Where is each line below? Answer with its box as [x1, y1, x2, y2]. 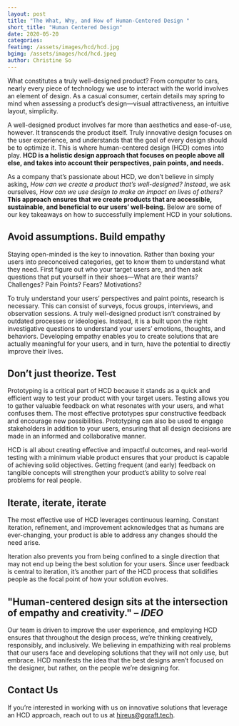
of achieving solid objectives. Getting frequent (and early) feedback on [7, 461, 216, 469]
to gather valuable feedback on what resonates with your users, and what [7, 402, 224, 410]
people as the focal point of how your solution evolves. [7, 575, 169, 583]
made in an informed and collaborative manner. [7, 432, 146, 441]
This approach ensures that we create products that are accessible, [7, 195, 213, 203]
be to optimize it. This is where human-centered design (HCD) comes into [7, 143, 225, 152]
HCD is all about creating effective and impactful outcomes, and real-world [7, 446, 228, 454]
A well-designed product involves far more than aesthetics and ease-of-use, [7, 121, 233, 129]
